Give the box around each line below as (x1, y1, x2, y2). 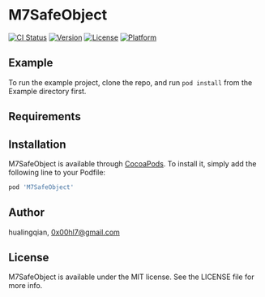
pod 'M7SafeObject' (8, 183, 75, 192)
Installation (8, 137, 66, 151)
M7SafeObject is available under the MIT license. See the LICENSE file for (8, 272, 254, 282)
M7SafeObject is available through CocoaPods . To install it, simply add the (8, 158, 257, 168)
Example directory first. (8, 86, 87, 96)
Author (8, 205, 45, 220)
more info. (8, 281, 43, 291)
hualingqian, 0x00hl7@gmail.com (8, 227, 120, 237)
